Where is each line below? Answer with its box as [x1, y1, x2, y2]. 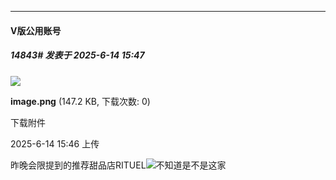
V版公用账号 [10, 24, 62, 36]
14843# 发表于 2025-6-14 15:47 [10, 49, 145, 61]
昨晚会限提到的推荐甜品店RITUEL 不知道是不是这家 [10, 159, 227, 171]
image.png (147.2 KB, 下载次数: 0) [10, 95, 151, 107]
